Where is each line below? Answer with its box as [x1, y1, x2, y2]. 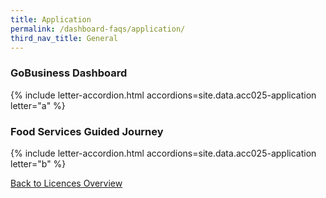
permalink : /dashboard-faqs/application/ [10, 24, 186, 34]
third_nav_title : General [10, 33, 118, 43]
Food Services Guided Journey [10, 124, 164, 138]
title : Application [10, 14, 92, 25]
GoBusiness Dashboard [10, 66, 128, 80]
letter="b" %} [10, 157, 67, 170]
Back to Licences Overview [10, 177, 123, 189]
